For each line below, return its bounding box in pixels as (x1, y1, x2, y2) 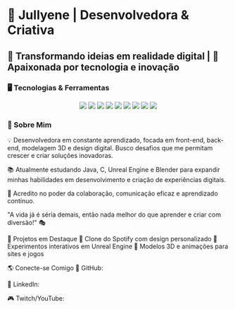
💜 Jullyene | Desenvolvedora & (7, 7, 190, 23)
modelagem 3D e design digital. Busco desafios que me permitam (21, 144, 213, 152)
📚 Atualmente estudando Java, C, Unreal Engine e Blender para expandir (7, 166, 220, 174)
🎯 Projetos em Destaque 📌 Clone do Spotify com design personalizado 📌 (7, 235, 218, 243)
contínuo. (7, 197, 35, 205)
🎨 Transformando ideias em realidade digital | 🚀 (7, 50, 220, 62)
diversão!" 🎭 (7, 219, 46, 227)
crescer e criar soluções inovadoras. (7, 152, 114, 160)
